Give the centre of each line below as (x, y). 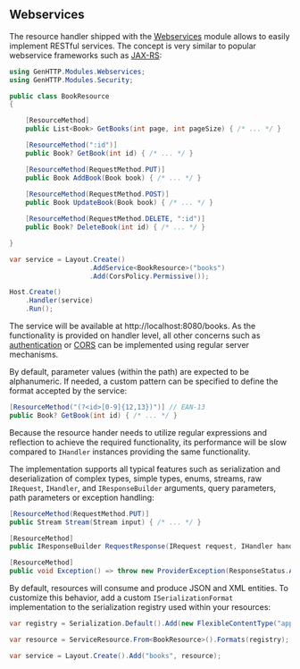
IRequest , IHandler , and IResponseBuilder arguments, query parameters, (143, 487)
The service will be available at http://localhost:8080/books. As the (133, 326)
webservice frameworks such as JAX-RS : (86, 55)
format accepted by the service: (68, 391)
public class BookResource (59, 96)
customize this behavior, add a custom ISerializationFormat (121, 597)
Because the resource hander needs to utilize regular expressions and (138, 432)
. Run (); (39, 309)
